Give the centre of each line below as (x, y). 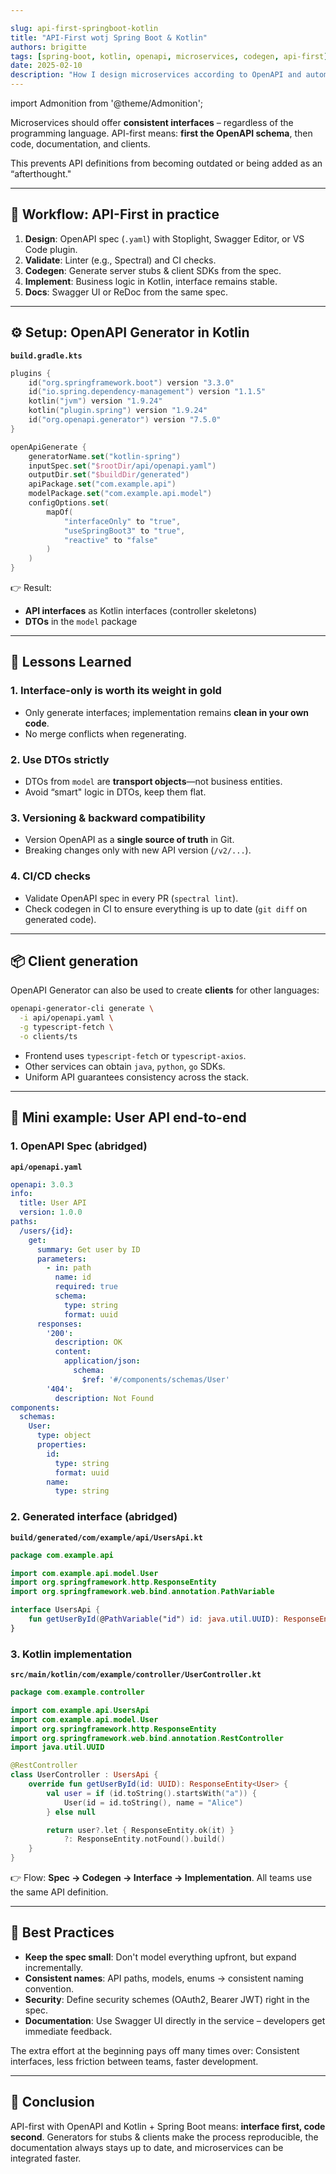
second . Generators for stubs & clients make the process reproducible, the (164, 2137)
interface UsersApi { (55, 1610)
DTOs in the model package (81, 621)
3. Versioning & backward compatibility (108, 818)
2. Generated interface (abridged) (94, 1517)
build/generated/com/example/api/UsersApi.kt (106, 1537)
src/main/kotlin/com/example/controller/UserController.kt (136, 1675)
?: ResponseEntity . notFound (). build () (144, 1839)
